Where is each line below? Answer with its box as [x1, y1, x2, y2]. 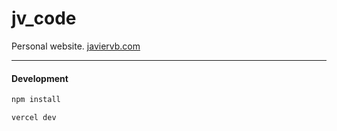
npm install [11, 95, 61, 105]
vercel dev [11, 113, 57, 123]
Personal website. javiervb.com [11, 40, 141, 52]
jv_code [11, 7, 77, 30]
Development [11, 72, 69, 84]
